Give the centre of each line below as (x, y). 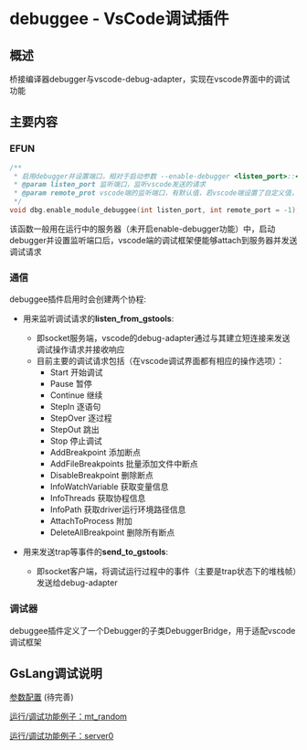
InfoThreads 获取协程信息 (98, 498)
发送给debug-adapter (77, 583)
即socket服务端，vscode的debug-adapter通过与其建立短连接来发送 (163, 338)
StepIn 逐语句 (75, 407)
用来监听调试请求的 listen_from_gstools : (98, 319)
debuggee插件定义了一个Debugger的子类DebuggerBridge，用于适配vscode (153, 630)
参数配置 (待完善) (42, 697)
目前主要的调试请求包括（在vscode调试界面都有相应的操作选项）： (160, 361)
